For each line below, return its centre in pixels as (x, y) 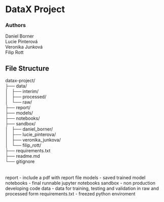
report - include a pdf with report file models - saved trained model (75, 178)
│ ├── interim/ (22, 91)
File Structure (27, 68)
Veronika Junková (24, 47)
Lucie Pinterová (22, 42)
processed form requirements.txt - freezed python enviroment (70, 194)
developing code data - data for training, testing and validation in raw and (82, 188)
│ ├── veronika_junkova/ (33, 140)
